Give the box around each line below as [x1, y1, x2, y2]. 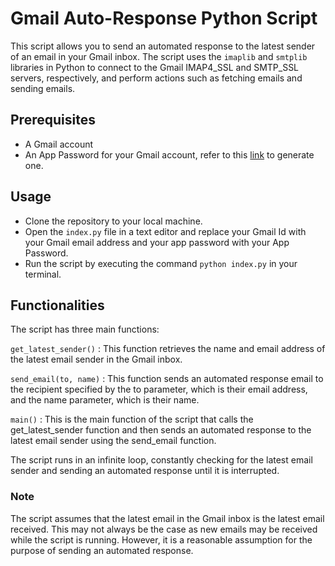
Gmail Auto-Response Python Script [10, 7, 318, 30]
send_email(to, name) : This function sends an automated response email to [10, 373, 324, 385]
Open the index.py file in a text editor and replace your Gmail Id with [24, 225, 307, 237]
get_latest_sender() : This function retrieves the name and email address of [10, 343, 326, 355]
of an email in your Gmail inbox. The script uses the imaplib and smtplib [10, 50, 308, 62]
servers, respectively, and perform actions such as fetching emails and [10, 72, 303, 84]
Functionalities [10, 297, 105, 314]
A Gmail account [24, 138, 94, 150]
